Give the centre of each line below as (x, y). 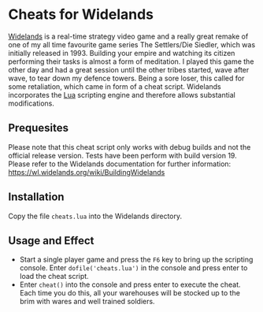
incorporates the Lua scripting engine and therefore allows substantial (122, 95)
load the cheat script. (54, 277)
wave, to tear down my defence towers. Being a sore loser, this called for (126, 78)
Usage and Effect (51, 241)
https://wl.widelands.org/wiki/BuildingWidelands (87, 172)
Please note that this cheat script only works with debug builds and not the (130, 147)
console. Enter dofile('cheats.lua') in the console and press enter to (133, 268)
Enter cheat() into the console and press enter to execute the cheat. (130, 284)
